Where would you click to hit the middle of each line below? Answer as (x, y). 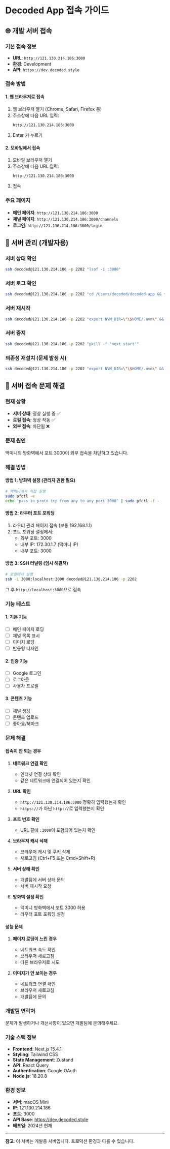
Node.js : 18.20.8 (30, 1076)
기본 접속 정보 (21, 46)
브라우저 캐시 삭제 (30, 841)
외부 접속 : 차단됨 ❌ (31, 426)
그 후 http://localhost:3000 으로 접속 (43, 589)
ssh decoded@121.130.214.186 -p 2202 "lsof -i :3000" (63, 269)
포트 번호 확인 (26, 819)
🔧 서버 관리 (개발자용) (37, 243)
